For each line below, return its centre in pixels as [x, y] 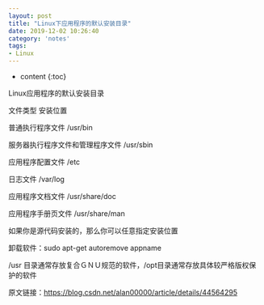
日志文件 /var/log [36, 179]
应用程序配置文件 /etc [44, 162]
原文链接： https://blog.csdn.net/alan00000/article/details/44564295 [123, 292]
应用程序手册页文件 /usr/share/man [67, 214]
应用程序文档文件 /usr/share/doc [63, 196]
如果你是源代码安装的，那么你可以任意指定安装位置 [93, 231]
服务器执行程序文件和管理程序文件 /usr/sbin [81, 145]
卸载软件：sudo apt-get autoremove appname [85, 248]
